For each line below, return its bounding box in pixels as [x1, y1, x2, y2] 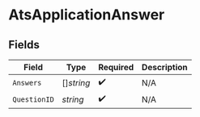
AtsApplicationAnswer [8, 6, 165, 24]
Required [98, 62, 134, 73]
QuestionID [12, 94, 54, 104]
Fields [8, 38, 40, 52]
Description [141, 62, 188, 73]
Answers [12, 78, 42, 87]
